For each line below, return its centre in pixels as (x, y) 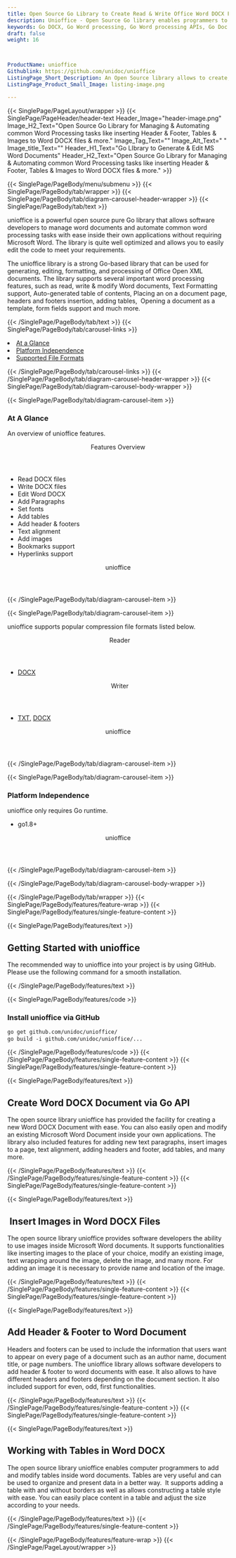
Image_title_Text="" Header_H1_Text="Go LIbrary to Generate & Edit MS (111, 148)
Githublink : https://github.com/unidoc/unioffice (81, 72)
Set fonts (31, 509)
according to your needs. (44, 1505)
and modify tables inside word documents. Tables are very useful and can (114, 1475)
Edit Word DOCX (41, 494)
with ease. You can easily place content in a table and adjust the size (107, 1498)
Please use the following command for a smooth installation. (94, 972)
